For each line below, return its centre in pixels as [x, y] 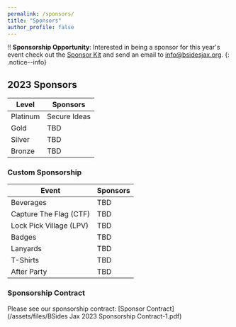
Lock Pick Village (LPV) [50, 226]
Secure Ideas [69, 116]
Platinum [26, 116]
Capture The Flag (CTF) [51, 214]
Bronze [23, 151]
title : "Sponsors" [34, 21]
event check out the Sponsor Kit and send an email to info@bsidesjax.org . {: [118, 55]
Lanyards [27, 249]
